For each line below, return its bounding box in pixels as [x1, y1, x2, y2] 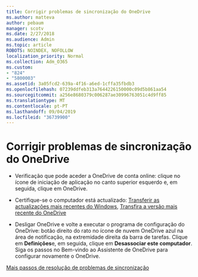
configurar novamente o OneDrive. [14, 253, 100, 260]
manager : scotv [6, 25, 44, 32]
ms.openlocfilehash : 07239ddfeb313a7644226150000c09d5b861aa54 [6, 87, 167, 93]
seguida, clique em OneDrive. [14, 185, 88, 192]
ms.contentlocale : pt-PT [6, 103, 68, 109]
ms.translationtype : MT [6, 97, 66, 103]
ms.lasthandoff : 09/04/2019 [6, 109, 76, 115]
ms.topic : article [6, 42, 52, 48]
